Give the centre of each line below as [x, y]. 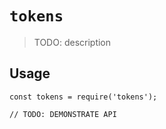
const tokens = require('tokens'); [83, 97]
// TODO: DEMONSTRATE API [63, 114]
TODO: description [72, 42]
